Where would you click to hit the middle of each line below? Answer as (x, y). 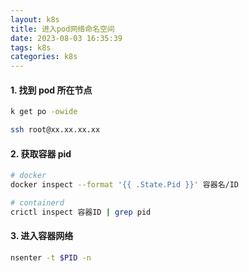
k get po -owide (44, 112)
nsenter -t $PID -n (51, 257)
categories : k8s (44, 57)
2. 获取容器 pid (41, 153)
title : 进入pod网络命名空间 (62, 29)
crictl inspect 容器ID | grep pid (81, 212)
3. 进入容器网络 (42, 236)
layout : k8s (35, 19)
